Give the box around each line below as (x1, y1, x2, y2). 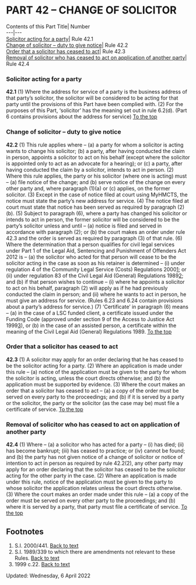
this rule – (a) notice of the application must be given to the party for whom (6, 368, 187, 375)
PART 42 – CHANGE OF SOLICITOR (6, 4, 177, 17)
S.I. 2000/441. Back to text (14, 542, 79, 549)
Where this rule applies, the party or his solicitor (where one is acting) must (6, 172, 187, 179)
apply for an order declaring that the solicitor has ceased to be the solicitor (6, 466, 186, 473)
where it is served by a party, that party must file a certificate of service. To (6, 504, 188, 511)
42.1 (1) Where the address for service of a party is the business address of (6, 89, 188, 96)
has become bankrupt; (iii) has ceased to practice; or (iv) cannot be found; (6, 447, 185, 454)
